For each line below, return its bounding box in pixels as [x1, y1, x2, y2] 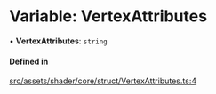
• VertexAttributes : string [9, 35, 108, 46]
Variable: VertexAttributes [9, 6, 207, 27]
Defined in [9, 56, 49, 67]
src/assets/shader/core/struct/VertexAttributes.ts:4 [9, 75, 197, 86]
